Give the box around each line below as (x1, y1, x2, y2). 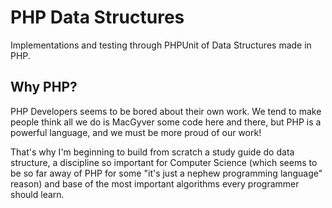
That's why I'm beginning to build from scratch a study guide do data (10, 146, 295, 158)
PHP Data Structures (10, 6, 185, 29)
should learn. (10, 188, 65, 200)
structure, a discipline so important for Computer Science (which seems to (10, 156, 318, 168)
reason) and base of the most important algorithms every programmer (10, 177, 300, 190)
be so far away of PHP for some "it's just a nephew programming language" (10, 167, 323, 179)
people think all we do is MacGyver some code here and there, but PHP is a (10, 116, 322, 128)
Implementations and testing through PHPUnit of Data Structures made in (10, 39, 312, 51)
